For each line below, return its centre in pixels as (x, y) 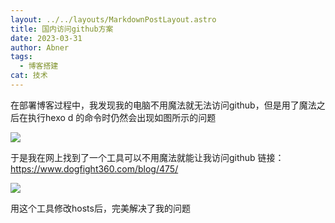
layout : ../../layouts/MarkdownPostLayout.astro (113, 19)
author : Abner (40, 47)
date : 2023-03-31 (46, 38)
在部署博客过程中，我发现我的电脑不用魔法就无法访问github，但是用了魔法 (163, 105)
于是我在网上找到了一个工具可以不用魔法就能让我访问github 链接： (147, 157)
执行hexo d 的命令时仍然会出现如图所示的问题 (122, 117)
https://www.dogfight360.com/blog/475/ (94, 168)
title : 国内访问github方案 (62, 29)
